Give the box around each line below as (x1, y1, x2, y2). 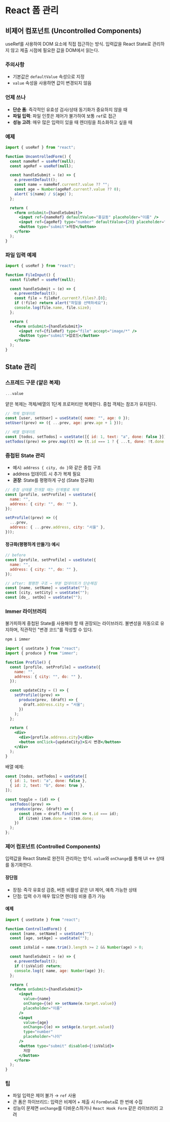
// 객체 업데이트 (5, 411, 35, 416)
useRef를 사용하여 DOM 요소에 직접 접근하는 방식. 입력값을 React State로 (5, 41, 152, 47)
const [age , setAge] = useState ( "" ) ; (10, 936, 90, 941)
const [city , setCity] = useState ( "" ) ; (5, 590, 90, 596)
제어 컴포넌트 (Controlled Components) (5, 843, 101, 850)
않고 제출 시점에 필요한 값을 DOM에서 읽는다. (10, 47, 100, 53)
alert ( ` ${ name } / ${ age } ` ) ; (14, 191, 73, 196)
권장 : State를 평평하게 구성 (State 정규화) (12, 477, 95, 483)
